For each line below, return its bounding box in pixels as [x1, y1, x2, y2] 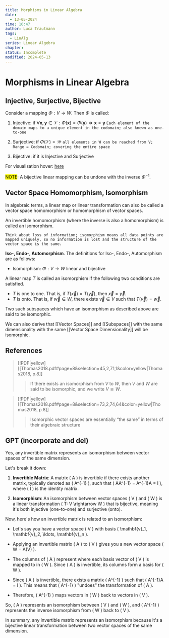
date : [5, 12, 17, 17]
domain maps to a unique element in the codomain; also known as [12, 125, 153, 131]
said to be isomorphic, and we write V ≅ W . [30, 386, 122, 392]
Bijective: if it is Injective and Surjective [12, 153, 94, 160]
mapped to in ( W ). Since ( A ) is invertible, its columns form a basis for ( [12, 561, 164, 568]
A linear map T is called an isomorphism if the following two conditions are [5, 275, 160, 281]
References [5, 346, 42, 355]
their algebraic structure [30, 421, 81, 428]
